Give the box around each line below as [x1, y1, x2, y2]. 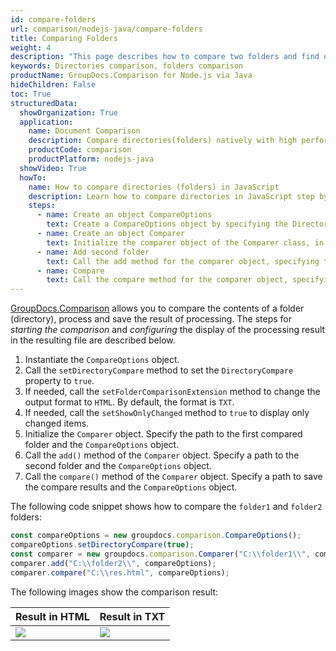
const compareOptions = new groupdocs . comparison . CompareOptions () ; [10, 531, 302, 541]
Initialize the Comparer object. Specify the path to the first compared [24, 428, 303, 440]
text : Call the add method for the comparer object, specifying [46, 256, 320, 266]
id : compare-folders [10, 14, 97, 25]
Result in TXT [99, 609, 166, 623]
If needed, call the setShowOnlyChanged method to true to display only [24, 407, 310, 419]
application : [19, 117, 74, 127]
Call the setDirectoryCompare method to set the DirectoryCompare [24, 364, 294, 376]
